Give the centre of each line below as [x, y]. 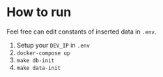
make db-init [36, 60]
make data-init [39, 68]
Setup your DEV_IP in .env [53, 45]
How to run [39, 12]
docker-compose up [43, 53]
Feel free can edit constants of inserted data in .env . [81, 31]
